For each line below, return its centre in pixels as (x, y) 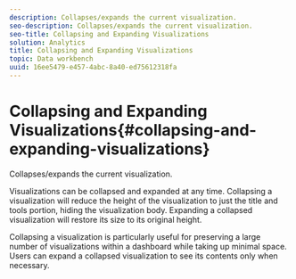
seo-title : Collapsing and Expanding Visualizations (109, 34)
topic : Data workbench (51, 59)
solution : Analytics (48, 42)
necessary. (30, 265)
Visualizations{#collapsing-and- (133, 131)
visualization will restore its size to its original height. (106, 219)
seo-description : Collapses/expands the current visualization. (131, 26)
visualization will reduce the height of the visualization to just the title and (144, 201)
